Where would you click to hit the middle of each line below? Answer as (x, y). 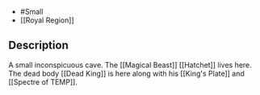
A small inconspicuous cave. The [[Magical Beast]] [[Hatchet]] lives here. (130, 64)
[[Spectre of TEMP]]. (43, 82)
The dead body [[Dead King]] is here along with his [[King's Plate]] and (126, 73)
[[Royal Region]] (47, 20)
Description (38, 45)
